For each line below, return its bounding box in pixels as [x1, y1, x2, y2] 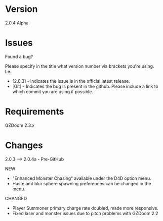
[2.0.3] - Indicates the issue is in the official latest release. [12, 78, 130, 84]
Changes [5, 140, 43, 151]
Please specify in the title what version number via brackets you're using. [5, 63, 154, 69]
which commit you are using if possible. [12, 88, 93, 95]
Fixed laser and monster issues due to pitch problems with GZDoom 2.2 [12, 210, 159, 216]
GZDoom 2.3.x [5, 122, 35, 128]
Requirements [5, 106, 64, 117]
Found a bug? [5, 54, 33, 59]
